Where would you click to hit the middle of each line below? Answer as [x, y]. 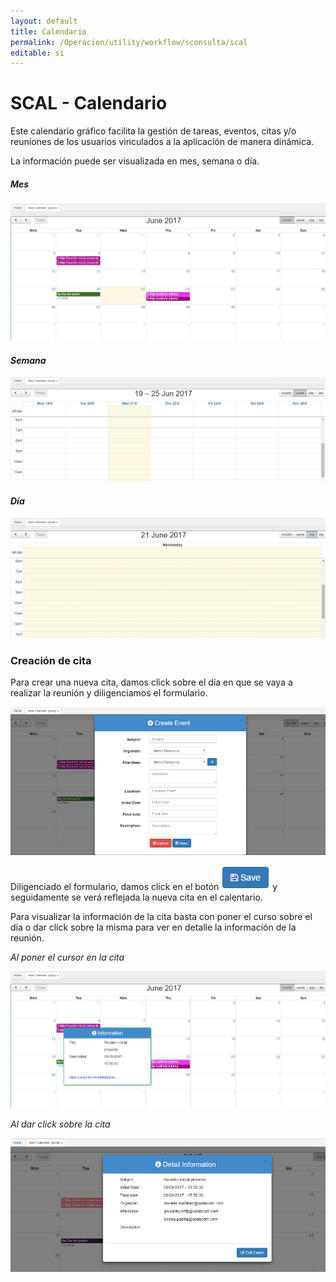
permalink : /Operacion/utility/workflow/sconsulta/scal [129, 42]
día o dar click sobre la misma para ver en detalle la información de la [153, 927]
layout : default [44, 21]
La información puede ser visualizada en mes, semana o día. [135, 161]
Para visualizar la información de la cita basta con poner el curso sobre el [161, 917]
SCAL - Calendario [89, 103]
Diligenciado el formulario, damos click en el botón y [144, 887]
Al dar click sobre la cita [60, 1124]
